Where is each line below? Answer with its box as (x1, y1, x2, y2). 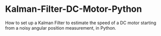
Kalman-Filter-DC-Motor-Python (5, 3, 142, 15)
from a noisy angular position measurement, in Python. (5, 25, 117, 31)
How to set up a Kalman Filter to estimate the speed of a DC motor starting (5, 20, 157, 26)
